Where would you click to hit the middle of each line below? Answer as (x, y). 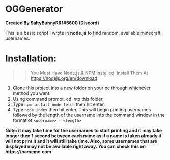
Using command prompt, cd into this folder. (58, 99)
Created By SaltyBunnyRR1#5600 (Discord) (52, 23)
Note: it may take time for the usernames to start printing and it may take (84, 130)
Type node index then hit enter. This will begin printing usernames (82, 109)
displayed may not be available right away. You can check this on (76, 146)
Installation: (31, 59)
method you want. (32, 93)
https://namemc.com (29, 152)
